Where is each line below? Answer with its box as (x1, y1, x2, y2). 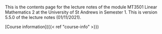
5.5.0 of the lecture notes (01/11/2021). (5, 15, 81, 20)
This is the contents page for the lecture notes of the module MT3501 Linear (5, 4, 158, 10)
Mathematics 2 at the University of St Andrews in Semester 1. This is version (5, 9, 158, 15)
